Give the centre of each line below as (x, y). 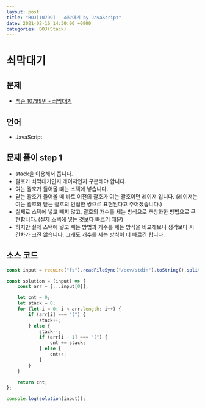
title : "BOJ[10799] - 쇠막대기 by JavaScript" (64, 18)
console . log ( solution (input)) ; (46, 399)
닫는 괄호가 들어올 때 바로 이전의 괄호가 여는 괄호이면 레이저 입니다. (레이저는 (106, 196)
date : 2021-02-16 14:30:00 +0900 (49, 23)
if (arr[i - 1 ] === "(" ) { (73, 337)
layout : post (23, 12)
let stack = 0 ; (37, 303)
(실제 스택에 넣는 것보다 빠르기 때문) (81, 219)
